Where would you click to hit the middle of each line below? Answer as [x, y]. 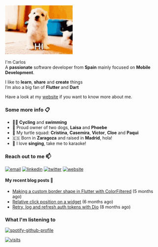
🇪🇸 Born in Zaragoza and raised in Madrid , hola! [62, 138]
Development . [20, 72]
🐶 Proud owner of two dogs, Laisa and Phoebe [60, 128]
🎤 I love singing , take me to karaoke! [49, 143]
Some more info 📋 [28, 110]
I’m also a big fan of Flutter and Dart [42, 87]
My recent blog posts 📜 [29, 180]
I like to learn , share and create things [44, 82]
